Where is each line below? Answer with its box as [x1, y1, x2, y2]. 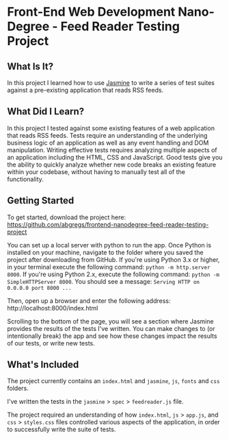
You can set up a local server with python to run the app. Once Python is [7, 241, 212, 249]
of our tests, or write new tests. [7, 339, 96, 347]
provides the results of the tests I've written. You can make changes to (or [7, 324, 215, 332]
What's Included [7, 359, 79, 371]
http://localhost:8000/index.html [7, 304, 98, 312]
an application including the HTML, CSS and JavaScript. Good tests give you [7, 153, 223, 161]
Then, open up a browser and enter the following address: [7, 296, 171, 305]
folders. [7, 384, 29, 393]
